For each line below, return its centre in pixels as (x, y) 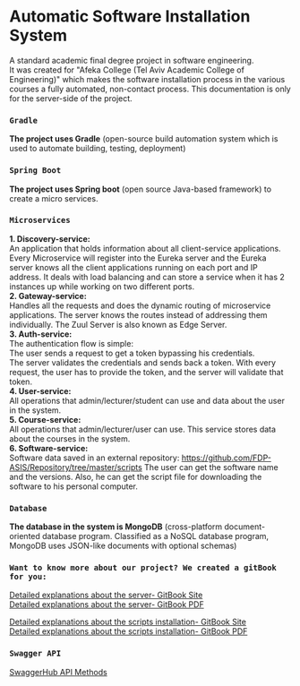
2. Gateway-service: (48, 296)
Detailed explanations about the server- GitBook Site (106, 595)
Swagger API (35, 654)
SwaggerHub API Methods (58, 672)
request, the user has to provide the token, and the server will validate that (146, 372)
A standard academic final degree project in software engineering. (132, 60)
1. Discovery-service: (50, 238)
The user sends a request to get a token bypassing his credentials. (132, 353)
